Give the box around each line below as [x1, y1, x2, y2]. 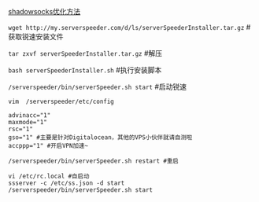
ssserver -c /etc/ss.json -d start [8, 179, 125, 187]
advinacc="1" [8, 112, 51, 119]
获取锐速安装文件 [8, 32, 64, 41]
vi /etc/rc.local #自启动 [8, 172, 90, 180]
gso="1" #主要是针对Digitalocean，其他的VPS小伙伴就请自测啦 [8, 134, 193, 141]
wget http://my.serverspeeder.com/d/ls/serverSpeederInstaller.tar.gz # [8, 23, 251, 31]
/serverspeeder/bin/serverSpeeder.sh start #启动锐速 [8, 82, 187, 91]
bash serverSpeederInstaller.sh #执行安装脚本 [8, 65, 162, 75]
